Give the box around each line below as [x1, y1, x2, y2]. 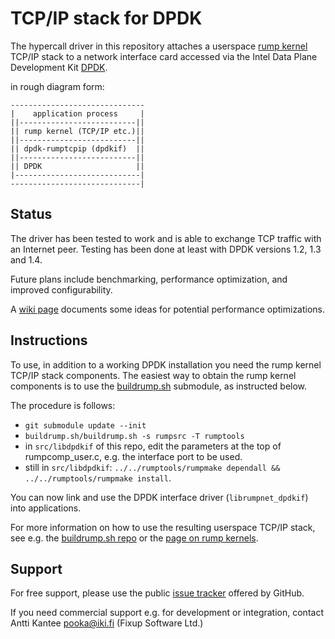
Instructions [10, 332, 88, 349]
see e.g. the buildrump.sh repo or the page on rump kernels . [10, 532, 259, 544]
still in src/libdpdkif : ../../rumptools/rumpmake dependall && [24, 461, 281, 473]
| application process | [10, 108, 145, 119]
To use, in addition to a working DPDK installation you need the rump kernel [10, 358, 322, 371]
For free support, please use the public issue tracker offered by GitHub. [10, 587, 305, 599]
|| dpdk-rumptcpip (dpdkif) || [10, 143, 145, 154]
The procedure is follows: [10, 399, 116, 411]
